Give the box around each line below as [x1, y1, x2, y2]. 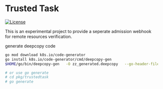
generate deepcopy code [5, 43, 56, 49]
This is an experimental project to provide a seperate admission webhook [5, 28, 152, 34]
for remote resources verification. [5, 34, 72, 39]
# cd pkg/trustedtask [5, 75, 49, 80]
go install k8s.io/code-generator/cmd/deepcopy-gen [5, 57, 112, 62]
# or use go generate [5, 70, 49, 75]
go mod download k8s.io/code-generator [5, 52, 86, 57]
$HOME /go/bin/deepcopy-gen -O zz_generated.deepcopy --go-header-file [5, 61, 160, 66]
